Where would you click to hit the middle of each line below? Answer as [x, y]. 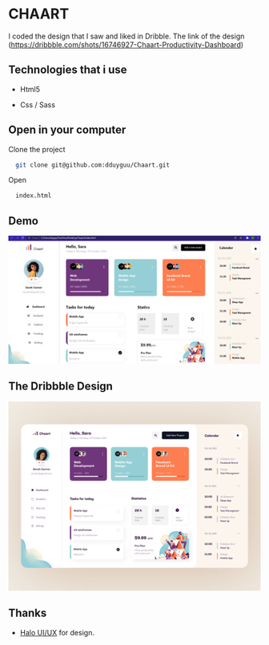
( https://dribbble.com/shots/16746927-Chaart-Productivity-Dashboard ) [126, 44]
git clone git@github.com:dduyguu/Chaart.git [93, 165]
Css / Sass [38, 104]
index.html [34, 196]
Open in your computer [67, 130]
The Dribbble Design [61, 387]
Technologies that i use [68, 70]
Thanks [28, 613]
